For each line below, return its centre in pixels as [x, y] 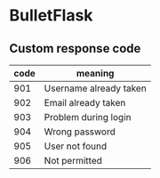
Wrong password [80, 132]
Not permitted [73, 161]
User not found [76, 146]
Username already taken [95, 88]
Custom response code [75, 49]
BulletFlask [51, 16]
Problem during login [88, 117]
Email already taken [85, 103]
